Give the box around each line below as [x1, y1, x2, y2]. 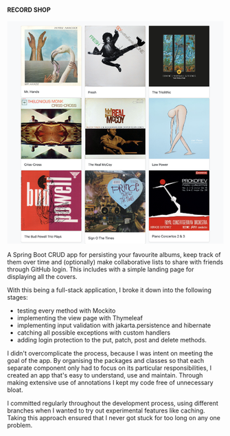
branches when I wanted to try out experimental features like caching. [7, 406, 205, 415]
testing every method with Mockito [16, 307, 116, 315]
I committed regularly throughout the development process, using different [7, 399, 218, 408]
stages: [7, 293, 29, 302]
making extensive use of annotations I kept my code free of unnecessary [7, 379, 214, 387]
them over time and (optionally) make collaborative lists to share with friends [7, 258, 224, 267]
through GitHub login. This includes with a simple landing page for [7, 265, 194, 273]
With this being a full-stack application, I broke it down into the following [7, 286, 211, 294]
